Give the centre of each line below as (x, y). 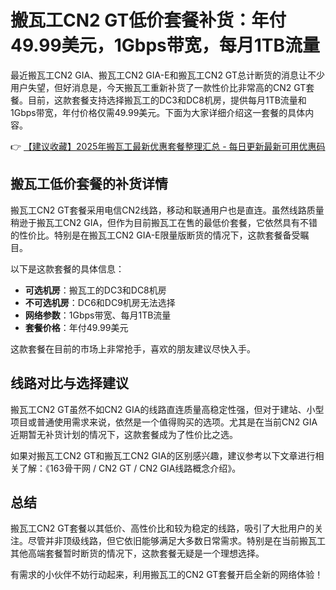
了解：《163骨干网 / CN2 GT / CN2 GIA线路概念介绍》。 (130, 468)
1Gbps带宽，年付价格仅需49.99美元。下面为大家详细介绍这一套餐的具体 (158, 112)
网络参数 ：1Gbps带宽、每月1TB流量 (98, 315)
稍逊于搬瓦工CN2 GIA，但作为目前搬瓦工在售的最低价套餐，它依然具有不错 (164, 222)
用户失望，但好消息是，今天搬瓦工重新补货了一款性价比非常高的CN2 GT (158, 87)
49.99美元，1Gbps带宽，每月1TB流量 (165, 45)
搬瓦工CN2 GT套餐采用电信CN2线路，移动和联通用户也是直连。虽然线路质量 (167, 210)
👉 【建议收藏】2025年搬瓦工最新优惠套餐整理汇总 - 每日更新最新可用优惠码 (168, 146)
